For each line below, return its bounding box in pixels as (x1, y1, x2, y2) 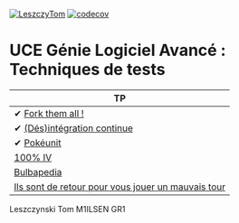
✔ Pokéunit (14, 136, 62, 149)
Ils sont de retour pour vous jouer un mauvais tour (14, 181, 226, 193)
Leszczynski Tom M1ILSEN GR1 (9, 203, 126, 214)
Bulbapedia (14, 165, 62, 178)
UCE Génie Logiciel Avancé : (9, 41, 226, 60)
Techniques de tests (9, 60, 166, 80)
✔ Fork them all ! (14, 107, 84, 119)
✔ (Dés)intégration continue (14, 122, 134, 135)
